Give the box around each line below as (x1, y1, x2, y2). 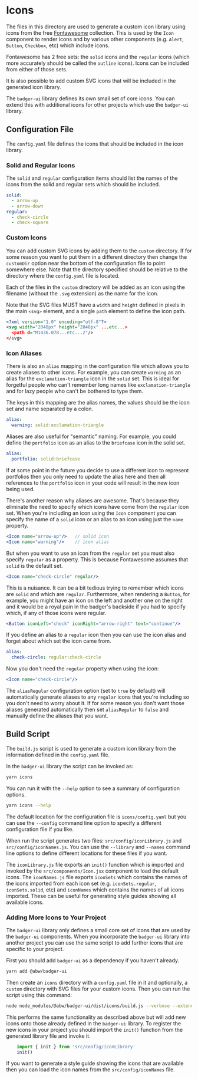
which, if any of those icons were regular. (6, 609, 107, 616)
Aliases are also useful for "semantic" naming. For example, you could (6, 433, 177, 440)
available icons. (6, 899, 44, 906)
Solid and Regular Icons (6, 161, 75, 169)
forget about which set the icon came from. (6, 637, 111, 644)
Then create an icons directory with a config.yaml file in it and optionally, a (6, 979, 188, 986)
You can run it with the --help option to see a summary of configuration (6, 785, 180, 792)
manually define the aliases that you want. (6, 712, 108, 719)
